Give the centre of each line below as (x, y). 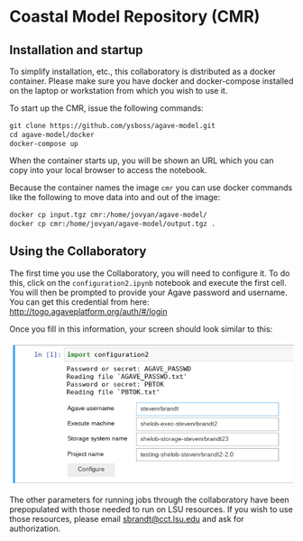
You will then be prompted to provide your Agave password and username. (149, 292)
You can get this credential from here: (79, 302)
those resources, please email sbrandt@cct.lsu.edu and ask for (127, 519)
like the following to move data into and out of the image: (115, 197)
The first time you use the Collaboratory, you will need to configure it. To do (150, 273)
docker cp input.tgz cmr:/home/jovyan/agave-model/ (108, 215)
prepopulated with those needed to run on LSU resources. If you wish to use (151, 509)
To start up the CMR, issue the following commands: (107, 108)
